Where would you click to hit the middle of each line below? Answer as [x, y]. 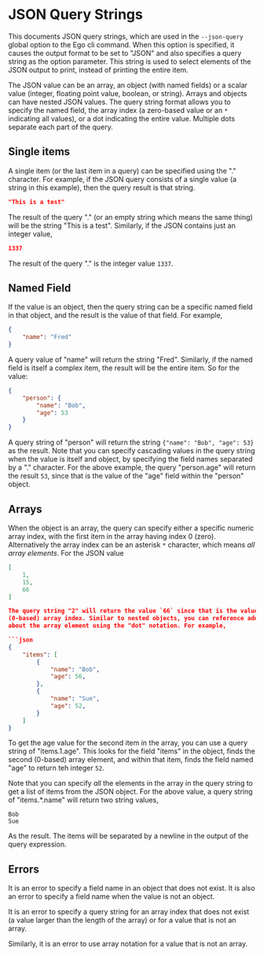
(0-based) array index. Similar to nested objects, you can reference [126, 619]
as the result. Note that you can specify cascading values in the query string [132, 451]
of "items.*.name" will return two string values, [83, 800]
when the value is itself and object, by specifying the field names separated [130, 459]
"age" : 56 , [68, 677]
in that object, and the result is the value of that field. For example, [115, 315]
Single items [39, 152]
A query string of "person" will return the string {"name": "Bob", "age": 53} [131, 442]
